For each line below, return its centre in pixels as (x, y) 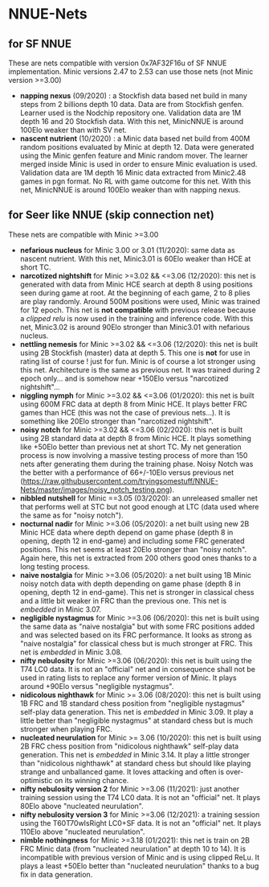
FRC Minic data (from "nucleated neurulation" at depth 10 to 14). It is (133, 848)
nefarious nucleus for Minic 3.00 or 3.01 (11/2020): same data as (127, 250)
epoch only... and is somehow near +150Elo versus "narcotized (124, 378)
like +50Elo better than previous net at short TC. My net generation (131, 447)
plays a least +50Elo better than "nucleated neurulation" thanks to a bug (139, 865)
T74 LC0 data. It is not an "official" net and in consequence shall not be (137, 669)
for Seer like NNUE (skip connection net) (111, 215)
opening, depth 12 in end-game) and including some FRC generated (132, 541)
